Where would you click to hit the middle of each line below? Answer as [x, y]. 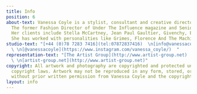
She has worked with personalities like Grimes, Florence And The [94, 39]
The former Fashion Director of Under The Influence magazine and [94, 28]
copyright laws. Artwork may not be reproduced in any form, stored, [98, 71]
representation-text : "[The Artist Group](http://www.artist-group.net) [97, 55]
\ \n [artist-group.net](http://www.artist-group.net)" [80, 60]
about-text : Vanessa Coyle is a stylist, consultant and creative [89, 22]
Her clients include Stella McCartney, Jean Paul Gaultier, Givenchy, [99, 33]
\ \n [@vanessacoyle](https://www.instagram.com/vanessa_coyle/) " [96, 50]
